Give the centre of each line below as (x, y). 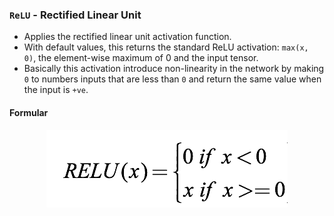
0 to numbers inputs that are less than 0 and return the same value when (172, 79)
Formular (29, 112)
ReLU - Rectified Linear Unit (75, 15)
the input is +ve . (56, 90)
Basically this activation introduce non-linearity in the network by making (174, 69)
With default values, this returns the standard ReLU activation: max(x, (166, 47)
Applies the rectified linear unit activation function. (127, 37)
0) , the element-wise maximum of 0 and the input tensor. (141, 58)
